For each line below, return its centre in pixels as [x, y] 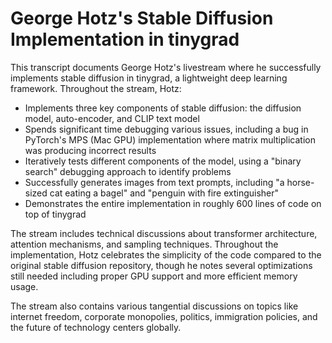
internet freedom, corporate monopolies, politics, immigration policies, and [164, 316]
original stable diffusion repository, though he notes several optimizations [161, 265]
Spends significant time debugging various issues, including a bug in [166, 129]
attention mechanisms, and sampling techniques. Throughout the [144, 244]
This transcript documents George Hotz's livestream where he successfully [166, 67]
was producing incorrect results [90, 150]
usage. [24, 286]
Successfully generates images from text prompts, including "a [154, 182]
